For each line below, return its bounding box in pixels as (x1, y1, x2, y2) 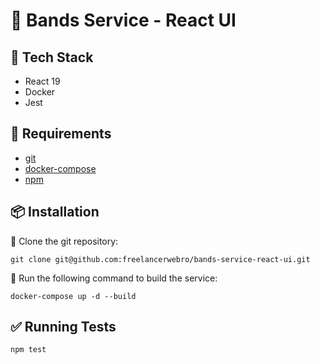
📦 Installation (10, 204, 100, 221)
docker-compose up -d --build (10, 291, 137, 301)
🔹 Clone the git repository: (10, 235, 119, 247)
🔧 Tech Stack (10, 49, 94, 66)
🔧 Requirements (10, 125, 112, 143)
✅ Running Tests (10, 319, 117, 336)
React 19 (24, 75, 61, 87)
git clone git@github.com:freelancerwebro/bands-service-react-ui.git (10, 254, 311, 264)
